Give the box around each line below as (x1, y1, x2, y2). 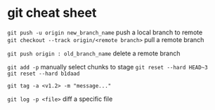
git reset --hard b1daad (7, 70, 80, 77)
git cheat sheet (7, 5, 97, 21)
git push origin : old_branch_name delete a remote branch (7, 49, 181, 57)
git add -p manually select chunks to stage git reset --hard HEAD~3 (7, 62, 209, 71)
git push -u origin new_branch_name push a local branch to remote (7, 28, 203, 36)
